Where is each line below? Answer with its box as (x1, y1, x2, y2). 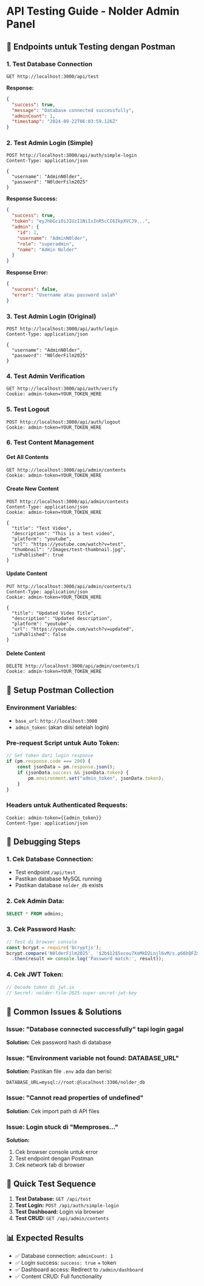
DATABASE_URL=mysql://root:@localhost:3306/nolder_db (6, 1080, 146, 1086)
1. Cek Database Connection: (6, 855, 93, 863)
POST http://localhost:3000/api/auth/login (6, 326, 118, 332)
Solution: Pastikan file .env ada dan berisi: (6, 1067, 112, 1075)
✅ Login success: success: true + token (15, 1259, 117, 1266)
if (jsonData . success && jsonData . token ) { (17, 769, 129, 776)
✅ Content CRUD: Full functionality (15, 1273, 103, 1280)
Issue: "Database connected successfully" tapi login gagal (6, 1025, 184, 1033)
